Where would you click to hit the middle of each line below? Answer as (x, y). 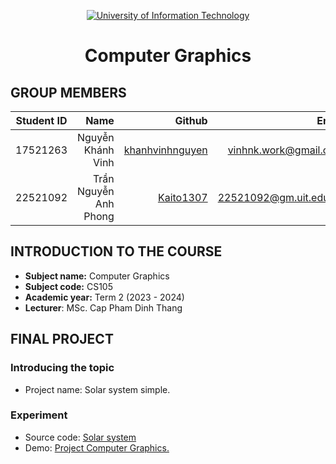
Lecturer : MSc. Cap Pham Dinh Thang (103, 307)
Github (191, 120)
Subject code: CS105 (68, 286)
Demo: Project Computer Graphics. (97, 447)
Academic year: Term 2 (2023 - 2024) (104, 297)
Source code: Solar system (80, 437)
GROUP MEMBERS (68, 92)
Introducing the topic (62, 368)
